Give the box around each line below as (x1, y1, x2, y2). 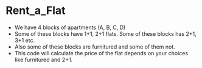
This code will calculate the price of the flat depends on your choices (14, 49, 189, 56)
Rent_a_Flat (5, 4, 66, 18)
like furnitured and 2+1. (14, 56, 73, 63)
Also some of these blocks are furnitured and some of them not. (14, 43, 176, 50)
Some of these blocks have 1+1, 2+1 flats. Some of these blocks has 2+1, (14, 30, 197, 37)
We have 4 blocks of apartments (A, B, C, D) (14, 24, 126, 31)
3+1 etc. (14, 36, 35, 44)
